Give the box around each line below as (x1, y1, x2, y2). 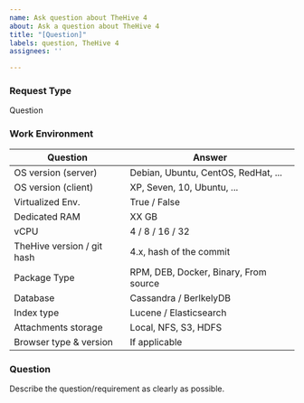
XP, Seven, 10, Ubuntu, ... (129, 181, 239, 193)
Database (14, 291, 55, 304)
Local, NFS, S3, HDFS (129, 321, 223, 333)
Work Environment (9, 127, 93, 140)
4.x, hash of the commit (129, 245, 231, 258)
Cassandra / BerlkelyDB (129, 291, 231, 304)
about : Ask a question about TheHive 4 (9, 22, 160, 31)
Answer (193, 151, 228, 164)
